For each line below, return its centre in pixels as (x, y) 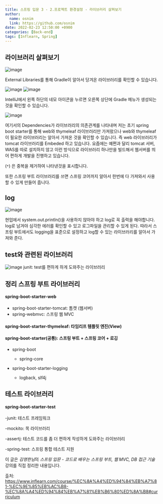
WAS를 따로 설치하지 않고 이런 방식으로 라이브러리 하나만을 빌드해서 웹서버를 (78, 149)
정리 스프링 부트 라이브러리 (42, 284)
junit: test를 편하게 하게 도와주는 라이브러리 (64, 267)
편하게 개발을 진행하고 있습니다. (40, 156)
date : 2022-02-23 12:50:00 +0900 (39, 28)
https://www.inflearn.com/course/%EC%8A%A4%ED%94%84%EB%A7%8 (81, 481)
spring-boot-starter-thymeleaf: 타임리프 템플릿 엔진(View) (64, 326)
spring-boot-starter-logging (40, 368)
